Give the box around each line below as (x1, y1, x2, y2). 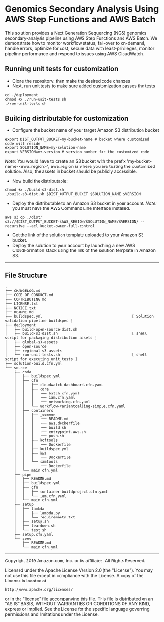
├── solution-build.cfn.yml (5, 361, 62, 366)
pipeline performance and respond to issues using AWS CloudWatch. (5, 50, 144, 57)
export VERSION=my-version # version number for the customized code (5, 149, 150, 154)
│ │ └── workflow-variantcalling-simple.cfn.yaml (14, 404, 125, 409)
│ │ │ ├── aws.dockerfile (14, 421, 80, 426)
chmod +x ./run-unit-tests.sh (5, 97, 67, 102)
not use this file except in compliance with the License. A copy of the (5, 573, 144, 579)
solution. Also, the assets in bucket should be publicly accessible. (5, 168, 137, 174)
